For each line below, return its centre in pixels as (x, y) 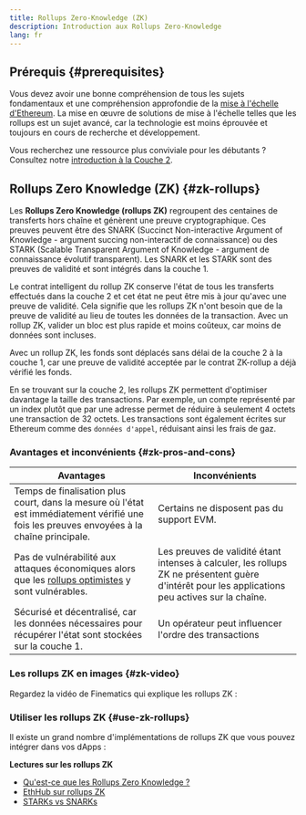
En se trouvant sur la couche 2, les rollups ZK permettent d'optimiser (138, 390)
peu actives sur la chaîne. (212, 597)
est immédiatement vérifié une (79, 514)
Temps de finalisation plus (70, 491)
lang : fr (26, 35)
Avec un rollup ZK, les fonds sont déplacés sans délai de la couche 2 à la (146, 353)
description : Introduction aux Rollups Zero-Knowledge (116, 26)
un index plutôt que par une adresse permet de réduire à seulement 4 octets (153, 409)
